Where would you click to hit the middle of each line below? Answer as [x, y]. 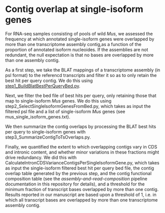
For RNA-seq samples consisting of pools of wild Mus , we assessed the [79, 33]
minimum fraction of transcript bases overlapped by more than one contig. [82, 189]
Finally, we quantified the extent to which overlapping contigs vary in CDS [81, 146]
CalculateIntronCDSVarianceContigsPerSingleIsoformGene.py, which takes [82, 162]
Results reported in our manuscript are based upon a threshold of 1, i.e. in [81, 194]
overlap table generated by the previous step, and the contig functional [78, 173]
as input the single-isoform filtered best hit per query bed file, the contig [79, 168]
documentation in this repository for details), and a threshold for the [75, 184]
